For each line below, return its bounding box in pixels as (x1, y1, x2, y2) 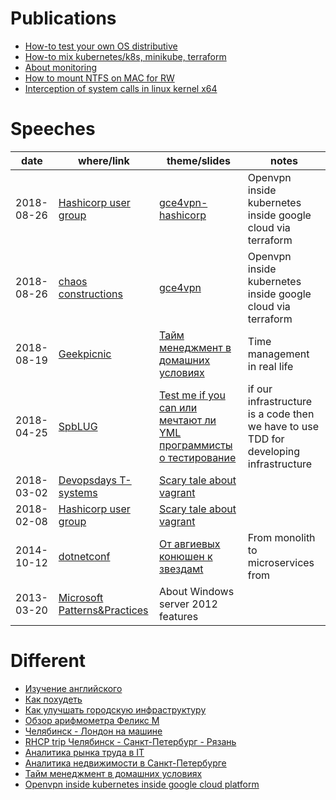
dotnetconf (58, 549, 111, 563)
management (247, 347, 310, 361)
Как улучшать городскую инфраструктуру (24, 703, 207, 716)
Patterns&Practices (58, 603, 149, 617)
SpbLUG (58, 419, 98, 433)
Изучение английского (24, 682, 123, 694)
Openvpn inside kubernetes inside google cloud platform (24, 778, 260, 790)
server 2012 (158, 597, 218, 611)
